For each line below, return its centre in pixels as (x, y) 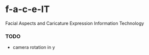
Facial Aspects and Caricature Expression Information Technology (75, 23)
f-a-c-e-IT (28, 9)
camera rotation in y (34, 47)
